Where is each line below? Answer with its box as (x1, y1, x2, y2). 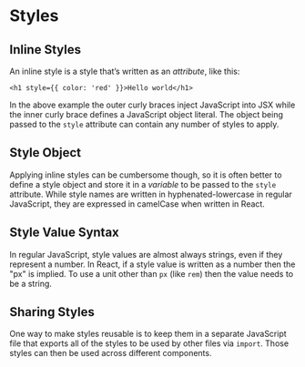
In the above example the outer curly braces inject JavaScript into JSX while (9, 99, 296, 110)
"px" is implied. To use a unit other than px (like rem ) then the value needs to (9, 268, 294, 279)
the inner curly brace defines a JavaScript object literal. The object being (9, 109, 284, 119)
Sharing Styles (9, 304, 96, 320)
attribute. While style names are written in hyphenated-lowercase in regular (9, 189, 293, 199)
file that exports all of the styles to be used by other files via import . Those (9, 338, 290, 349)
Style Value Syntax (9, 225, 120, 240)
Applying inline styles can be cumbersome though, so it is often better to (9, 169, 282, 180)
